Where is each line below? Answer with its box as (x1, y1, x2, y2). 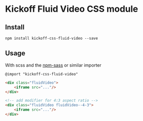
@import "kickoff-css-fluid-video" (5, 72, 78, 76)
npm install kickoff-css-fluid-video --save (5, 36, 98, 41)
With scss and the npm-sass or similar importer (5, 62, 102, 68)
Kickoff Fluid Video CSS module (5, 3, 138, 15)
